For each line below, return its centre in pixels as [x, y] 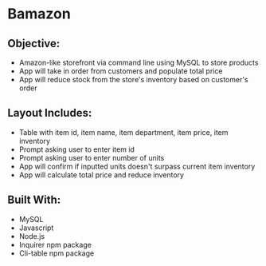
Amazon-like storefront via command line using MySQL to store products [139, 62]
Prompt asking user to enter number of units [92, 157]
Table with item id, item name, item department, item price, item [123, 132]
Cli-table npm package [57, 253]
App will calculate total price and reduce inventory [102, 175]
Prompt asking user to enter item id [76, 149]
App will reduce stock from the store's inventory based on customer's [133, 79]
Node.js [32, 236]
